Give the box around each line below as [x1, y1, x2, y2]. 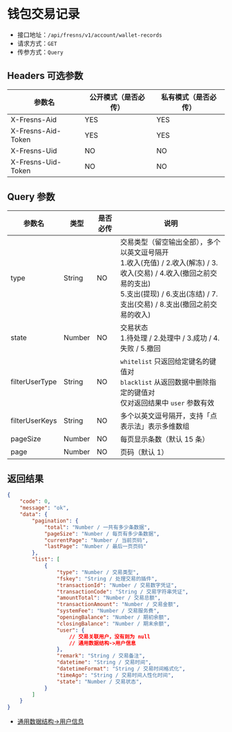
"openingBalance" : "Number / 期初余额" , [56, 614, 171, 621]
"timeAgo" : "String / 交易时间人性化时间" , [56, 672, 175, 679]
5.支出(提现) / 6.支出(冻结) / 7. [120, 289, 218, 298]
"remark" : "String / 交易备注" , [56, 652, 146, 659]
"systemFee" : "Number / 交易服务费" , [56, 607, 160, 614]
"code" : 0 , [19, 498, 51, 505]
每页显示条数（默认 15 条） [120, 434, 209, 443]
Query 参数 [7, 191, 55, 203]
